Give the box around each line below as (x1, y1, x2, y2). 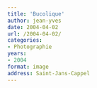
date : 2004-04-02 (7, 23, 59, 31)
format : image (7, 63, 50, 70)
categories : (7, 37, 42, 44)
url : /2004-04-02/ (7, 30, 62, 38)
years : (7, 50, 27, 57)
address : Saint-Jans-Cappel (7, 70, 91, 77)
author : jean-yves (7, 17, 62, 24)
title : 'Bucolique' (7, 10, 65, 18)
